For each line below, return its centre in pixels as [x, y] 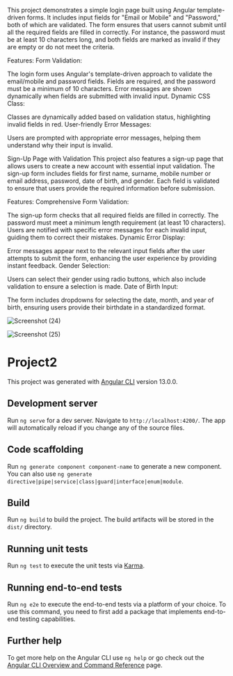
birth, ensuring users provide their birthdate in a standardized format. [106, 307]
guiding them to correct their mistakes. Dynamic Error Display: [96, 237]
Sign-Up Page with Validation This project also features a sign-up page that [115, 159]
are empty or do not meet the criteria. [61, 47]
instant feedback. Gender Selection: [59, 266]
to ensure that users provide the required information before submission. [111, 188]
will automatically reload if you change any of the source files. [96, 428]
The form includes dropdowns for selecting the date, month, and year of [111, 300]
